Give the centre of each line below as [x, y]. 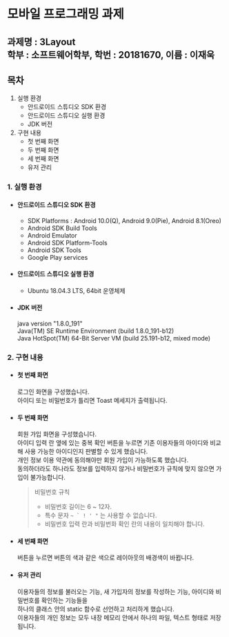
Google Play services [58, 257]
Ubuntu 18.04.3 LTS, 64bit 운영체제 [76, 290]
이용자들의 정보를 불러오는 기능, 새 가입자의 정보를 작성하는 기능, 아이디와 [116, 591]
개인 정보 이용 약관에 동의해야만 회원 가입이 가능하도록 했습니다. [102, 460]
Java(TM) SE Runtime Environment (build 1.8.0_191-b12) [96, 331]
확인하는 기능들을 [64, 600]
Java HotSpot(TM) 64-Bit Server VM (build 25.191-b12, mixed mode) [114, 338]
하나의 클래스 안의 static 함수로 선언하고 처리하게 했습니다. [96, 609]
